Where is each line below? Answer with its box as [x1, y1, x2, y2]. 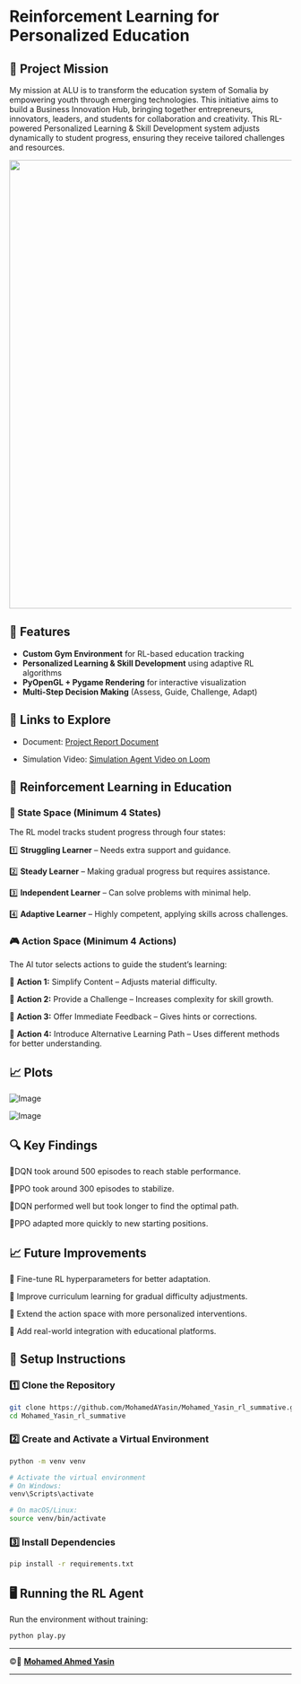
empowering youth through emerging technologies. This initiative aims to [9, 94, 279, 105]
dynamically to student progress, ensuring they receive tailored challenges [9, 133, 285, 143]
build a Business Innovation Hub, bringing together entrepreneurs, [9, 104, 254, 114]
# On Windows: [9, 1481, 63, 1490]
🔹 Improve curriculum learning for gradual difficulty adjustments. [9, 1291, 248, 1302]
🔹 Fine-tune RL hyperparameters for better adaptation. [9, 1274, 211, 1285]
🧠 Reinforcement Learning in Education [9, 780, 233, 795]
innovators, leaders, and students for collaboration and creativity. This [9, 114, 269, 124]
